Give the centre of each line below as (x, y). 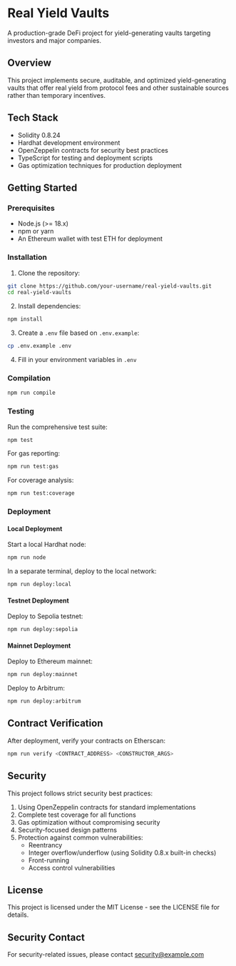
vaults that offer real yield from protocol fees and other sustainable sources (118, 88)
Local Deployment (35, 528)
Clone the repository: (49, 273)
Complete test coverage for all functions (77, 815)
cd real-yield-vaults (40, 293)
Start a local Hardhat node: (47, 545)
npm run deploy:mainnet (43, 675)
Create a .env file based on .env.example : (78, 333)
